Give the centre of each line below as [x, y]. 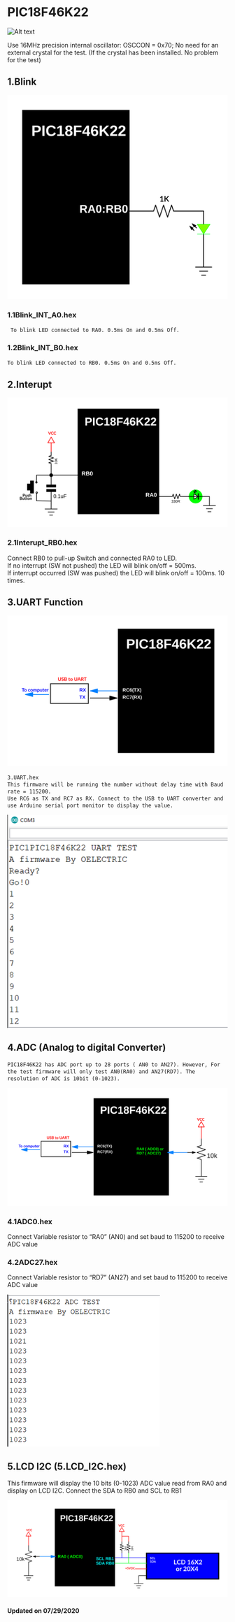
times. [16, 580]
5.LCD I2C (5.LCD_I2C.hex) [67, 1466]
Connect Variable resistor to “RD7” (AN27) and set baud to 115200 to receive [117, 1277]
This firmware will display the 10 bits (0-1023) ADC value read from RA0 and [117, 1484]
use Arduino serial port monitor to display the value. [90, 806]
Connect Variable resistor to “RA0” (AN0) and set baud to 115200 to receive [116, 1237]
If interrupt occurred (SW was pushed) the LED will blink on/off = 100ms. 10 [116, 573]
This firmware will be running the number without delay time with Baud [115, 785]
